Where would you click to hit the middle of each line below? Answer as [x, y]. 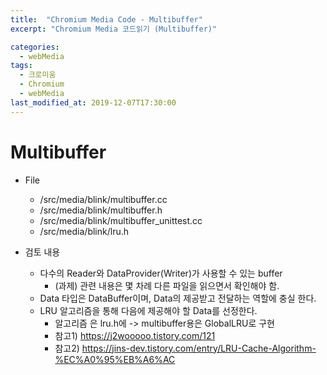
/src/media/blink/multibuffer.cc [103, 199]
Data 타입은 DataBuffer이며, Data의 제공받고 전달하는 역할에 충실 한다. [178, 298]
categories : [35, 47]
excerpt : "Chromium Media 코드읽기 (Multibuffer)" [114, 29]
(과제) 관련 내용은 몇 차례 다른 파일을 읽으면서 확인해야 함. [167, 285]
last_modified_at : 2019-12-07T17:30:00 [93, 102]
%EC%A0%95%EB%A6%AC [115, 359]
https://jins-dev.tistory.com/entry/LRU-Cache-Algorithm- [199, 348]
